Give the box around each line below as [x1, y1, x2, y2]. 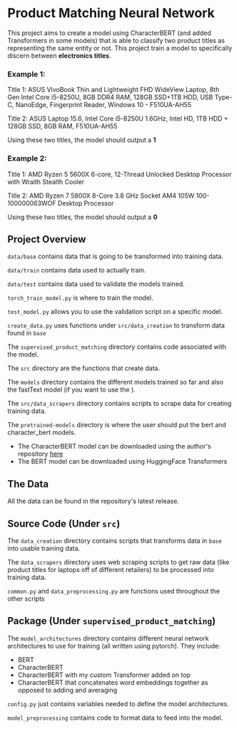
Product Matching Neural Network [7, 5, 215, 21]
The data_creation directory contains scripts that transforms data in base [7, 536, 223, 545]
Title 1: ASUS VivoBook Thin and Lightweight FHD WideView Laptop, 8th [7, 86, 220, 94]
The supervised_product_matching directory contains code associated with [7, 342, 227, 351]
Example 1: [7, 69, 46, 79]
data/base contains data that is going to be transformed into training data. [7, 252, 223, 261]
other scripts [7, 594, 45, 603]
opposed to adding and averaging [17, 685, 118, 694]
